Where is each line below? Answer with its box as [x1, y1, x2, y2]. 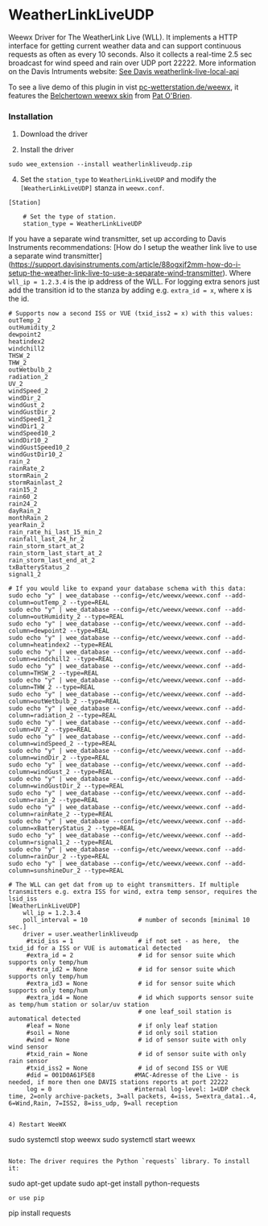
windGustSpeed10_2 [8, 443, 70, 452]
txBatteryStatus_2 [8, 563, 70, 571]
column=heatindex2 [8, 641, 70, 650]
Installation [8, 110, 54, 122]
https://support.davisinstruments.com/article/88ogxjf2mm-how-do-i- [10, 260, 241, 269]
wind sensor [8, 1043, 48, 1051]
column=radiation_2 [8, 712, 74, 720]
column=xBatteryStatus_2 [8, 825, 92, 833]
